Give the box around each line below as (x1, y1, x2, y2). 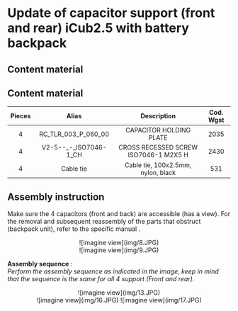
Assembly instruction (7, 191, 105, 203)
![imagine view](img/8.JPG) (79, 238, 159, 247)
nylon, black (140, 168, 176, 176)
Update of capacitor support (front (7, 5, 215, 21)
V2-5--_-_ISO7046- (41, 143, 107, 152)
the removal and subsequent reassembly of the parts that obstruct (7, 217, 201, 225)
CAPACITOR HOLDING (125, 126, 191, 135)
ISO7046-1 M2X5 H (127, 151, 189, 159)
